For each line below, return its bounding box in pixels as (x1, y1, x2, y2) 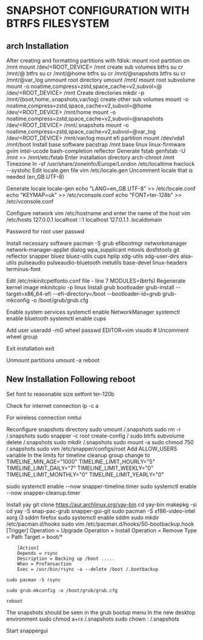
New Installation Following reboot (6, 374, 136, 385)
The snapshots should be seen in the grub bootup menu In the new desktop (6, 608, 196, 616)
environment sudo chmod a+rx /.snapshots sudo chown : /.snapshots (6, 615, 180, 622)
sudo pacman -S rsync (6, 577, 61, 583)
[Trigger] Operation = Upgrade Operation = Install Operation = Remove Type (6, 526, 197, 534)
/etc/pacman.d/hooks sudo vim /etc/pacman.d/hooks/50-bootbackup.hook (6, 520, 195, 528)
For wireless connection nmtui (6, 414, 82, 421)
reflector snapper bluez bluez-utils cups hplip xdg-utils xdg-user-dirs (6, 253, 179, 260)
